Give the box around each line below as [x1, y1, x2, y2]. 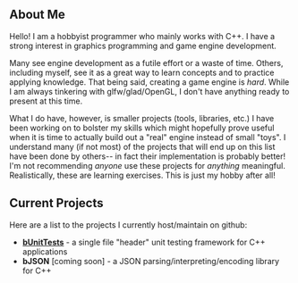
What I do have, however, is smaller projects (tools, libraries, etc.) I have [9, 112, 275, 123]
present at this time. [9, 96, 83, 106]
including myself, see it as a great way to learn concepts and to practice [9, 67, 275, 78]
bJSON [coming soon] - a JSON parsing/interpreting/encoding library [21, 255, 280, 266]
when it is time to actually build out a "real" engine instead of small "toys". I [9, 131, 286, 142]
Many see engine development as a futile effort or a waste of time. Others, [9, 57, 284, 68]
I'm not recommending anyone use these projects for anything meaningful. [9, 160, 286, 171]
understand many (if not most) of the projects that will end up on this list [9, 141, 276, 152]
